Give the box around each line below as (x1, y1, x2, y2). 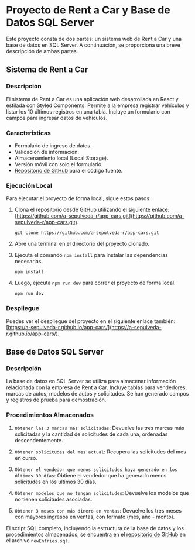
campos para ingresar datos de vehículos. (6, 114, 108, 121)
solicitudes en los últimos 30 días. (14, 478, 97, 485)
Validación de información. (14, 148, 80, 155)
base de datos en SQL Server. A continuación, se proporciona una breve (6, 42, 180, 49)
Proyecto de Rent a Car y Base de (6, 4, 171, 17)
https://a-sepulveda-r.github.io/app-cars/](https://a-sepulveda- (8, 324, 162, 331)
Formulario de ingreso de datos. (14, 142, 92, 149)
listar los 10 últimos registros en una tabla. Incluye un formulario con (6, 108, 171, 115)
